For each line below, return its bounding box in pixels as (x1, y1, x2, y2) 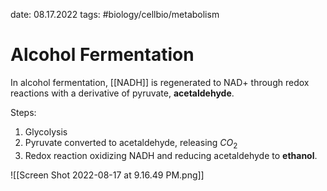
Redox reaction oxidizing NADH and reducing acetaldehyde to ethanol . (24, 149, 318, 161)
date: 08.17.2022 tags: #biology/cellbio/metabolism (10, 9, 220, 20)
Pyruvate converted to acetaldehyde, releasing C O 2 (24, 136, 238, 151)
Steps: (10, 106, 37, 118)
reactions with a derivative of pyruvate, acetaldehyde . (10, 87, 235, 99)
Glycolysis (24, 125, 68, 138)
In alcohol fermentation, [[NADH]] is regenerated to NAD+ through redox (10, 76, 310, 88)
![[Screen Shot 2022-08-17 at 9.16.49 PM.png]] (10, 169, 205, 181)
